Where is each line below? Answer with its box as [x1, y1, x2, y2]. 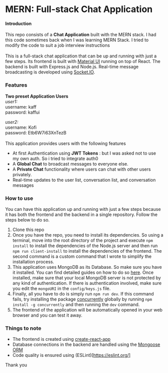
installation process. [12, 258, 54, 265]
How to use [5, 195, 34, 202]
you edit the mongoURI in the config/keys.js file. [12, 285, 111, 291]
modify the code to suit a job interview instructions [5, 42, 110, 48]
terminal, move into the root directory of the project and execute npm [12, 237, 153, 243]
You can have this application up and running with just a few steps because [5, 206, 161, 212]
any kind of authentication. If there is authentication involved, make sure [12, 280, 162, 286]
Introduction [5, 20, 32, 26]
